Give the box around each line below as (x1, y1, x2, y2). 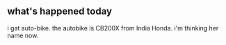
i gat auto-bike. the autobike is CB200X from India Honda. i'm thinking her (7, 24, 219, 32)
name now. (7, 31, 39, 39)
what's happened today (7, 6, 113, 17)
